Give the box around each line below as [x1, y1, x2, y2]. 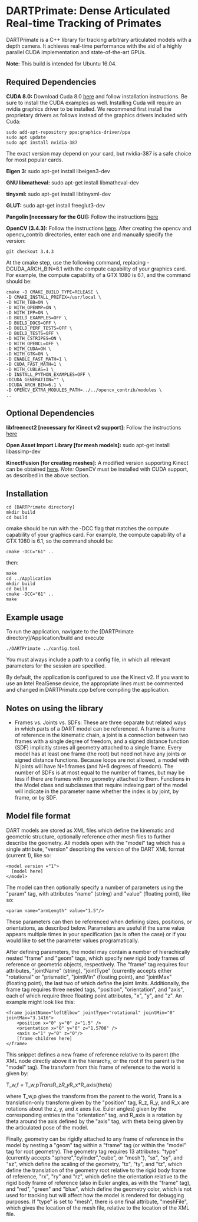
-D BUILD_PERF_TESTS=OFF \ [6, 325, 72, 331]
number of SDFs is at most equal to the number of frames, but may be [14, 769, 185, 776]
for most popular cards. [6, 156, 64, 163]
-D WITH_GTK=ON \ [6, 351, 49, 357]
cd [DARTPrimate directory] [6, 504, 75, 510]
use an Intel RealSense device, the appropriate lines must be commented [6, 680, 184, 687]
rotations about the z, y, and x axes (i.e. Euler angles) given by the [6, 1105, 167, 1112]
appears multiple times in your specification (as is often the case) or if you [6, 930, 187, 937]
